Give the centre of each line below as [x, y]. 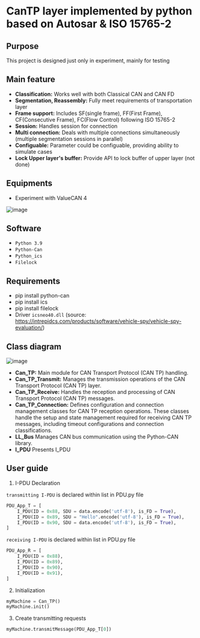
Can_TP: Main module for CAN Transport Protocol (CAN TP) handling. [102, 373]
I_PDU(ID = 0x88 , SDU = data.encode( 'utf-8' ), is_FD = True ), [97, 511]
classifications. [33, 430]
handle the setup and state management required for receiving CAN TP [103, 418]
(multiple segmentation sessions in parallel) [69, 139]
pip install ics [31, 302]
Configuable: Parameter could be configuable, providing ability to [97, 145]
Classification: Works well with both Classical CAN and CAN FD [95, 94]
